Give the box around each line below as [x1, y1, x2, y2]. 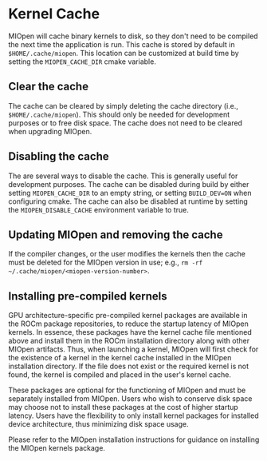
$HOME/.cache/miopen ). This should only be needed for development [8, 109, 230, 119]
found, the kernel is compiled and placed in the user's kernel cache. [8, 370, 231, 380]
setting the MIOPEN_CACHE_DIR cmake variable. [8, 57, 157, 66]
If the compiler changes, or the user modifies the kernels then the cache [8, 249, 245, 259]
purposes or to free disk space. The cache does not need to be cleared [8, 117, 243, 128]
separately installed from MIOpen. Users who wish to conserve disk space [8, 394, 253, 403]
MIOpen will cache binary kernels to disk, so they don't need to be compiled [8, 31, 258, 41]
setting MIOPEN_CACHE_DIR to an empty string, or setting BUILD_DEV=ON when [8, 188, 253, 197]
